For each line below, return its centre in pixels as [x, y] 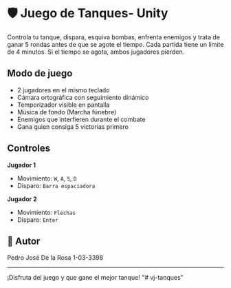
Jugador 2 [22, 199]
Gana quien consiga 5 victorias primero [73, 126]
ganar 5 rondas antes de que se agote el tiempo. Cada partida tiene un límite [115, 44]
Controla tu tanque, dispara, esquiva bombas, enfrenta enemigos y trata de [114, 37]
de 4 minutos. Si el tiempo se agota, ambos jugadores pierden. [96, 52]
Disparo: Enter [37, 219]
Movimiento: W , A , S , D [47, 178]
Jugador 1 [22, 165]
